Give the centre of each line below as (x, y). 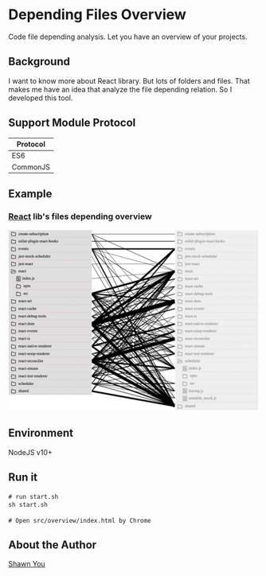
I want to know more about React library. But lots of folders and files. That (129, 80)
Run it (23, 478)
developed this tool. (41, 98)
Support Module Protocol (72, 123)
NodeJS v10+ (31, 452)
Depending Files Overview (98, 15)
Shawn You (27, 564)
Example (30, 194)
